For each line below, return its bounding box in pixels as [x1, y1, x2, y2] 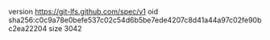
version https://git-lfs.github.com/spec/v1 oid [8, 7, 159, 16]
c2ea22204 [8, 24, 48, 33]
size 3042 [48, 24, 82, 33]
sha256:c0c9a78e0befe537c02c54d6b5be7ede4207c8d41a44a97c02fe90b [8, 15, 262, 25]
